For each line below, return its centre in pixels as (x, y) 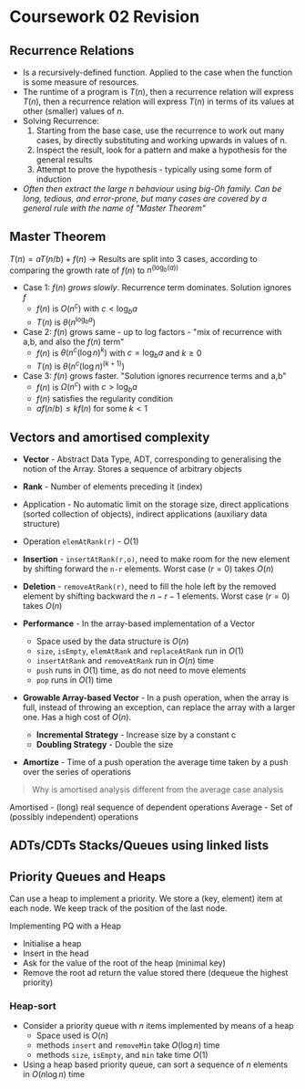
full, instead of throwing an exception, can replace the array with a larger (159, 707)
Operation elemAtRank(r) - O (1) (81, 541)
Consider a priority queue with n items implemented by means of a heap (158, 1026)
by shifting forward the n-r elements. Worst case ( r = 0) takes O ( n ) (148, 569)
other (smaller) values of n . (73, 111)
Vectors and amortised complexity (110, 437)
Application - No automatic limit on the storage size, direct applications (156, 504)
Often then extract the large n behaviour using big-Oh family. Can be (152, 188)
